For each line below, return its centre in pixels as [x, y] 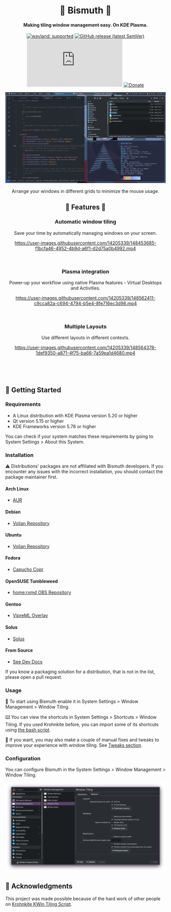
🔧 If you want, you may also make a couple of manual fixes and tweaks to [82, 740]
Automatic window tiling [85, 222]
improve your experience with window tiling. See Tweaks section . [74, 745]
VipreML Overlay [30, 615]
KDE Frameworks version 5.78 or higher [54, 426]
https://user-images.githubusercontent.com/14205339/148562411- [85, 298]
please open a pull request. [34, 677]
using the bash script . [28, 730]
